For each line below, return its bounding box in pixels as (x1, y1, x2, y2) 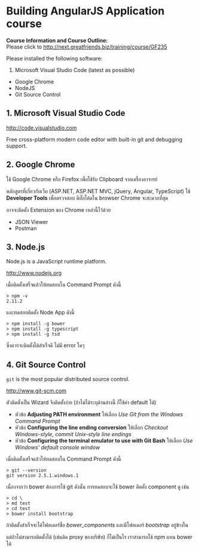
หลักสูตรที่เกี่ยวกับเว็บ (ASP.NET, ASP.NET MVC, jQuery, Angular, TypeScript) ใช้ (6, 187, 191, 194)
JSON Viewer (14, 218, 48, 226)
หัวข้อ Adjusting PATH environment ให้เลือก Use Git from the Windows (14, 411, 183, 418)
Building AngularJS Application (6, 4, 165, 18)
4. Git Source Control (6, 359, 86, 370)
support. (6, 142, 27, 149)
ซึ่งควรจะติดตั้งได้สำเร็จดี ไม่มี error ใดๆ (6, 342, 85, 349)
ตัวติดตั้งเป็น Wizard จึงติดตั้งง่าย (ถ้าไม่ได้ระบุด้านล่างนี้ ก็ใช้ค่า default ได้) (6, 399, 157, 406)
